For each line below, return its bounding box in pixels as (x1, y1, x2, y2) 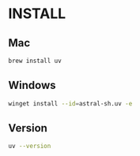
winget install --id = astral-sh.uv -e (8, 99, 133, 107)
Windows (8, 79, 56, 92)
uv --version (8, 143, 51, 150)
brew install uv (8, 57, 62, 65)
